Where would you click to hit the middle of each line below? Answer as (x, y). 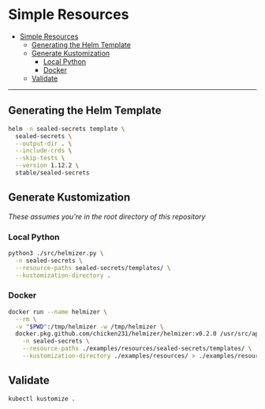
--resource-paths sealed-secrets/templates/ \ (93, 268)
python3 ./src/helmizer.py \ (56, 253)
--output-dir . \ (44, 144)
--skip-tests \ (40, 158)
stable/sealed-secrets (52, 173)
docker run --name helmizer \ (58, 312)
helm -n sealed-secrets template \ (67, 129)
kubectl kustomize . (42, 399)
